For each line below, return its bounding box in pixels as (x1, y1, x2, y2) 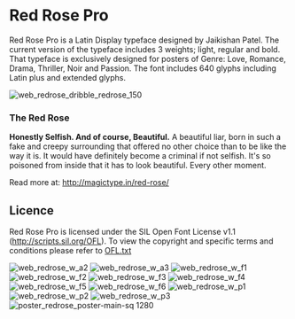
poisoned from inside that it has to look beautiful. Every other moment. (9, 160, 268, 171)
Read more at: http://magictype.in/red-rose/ (9, 177, 170, 188)
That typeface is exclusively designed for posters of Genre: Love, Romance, (9, 53, 286, 64)
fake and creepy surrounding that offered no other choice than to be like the (9, 141, 287, 152)
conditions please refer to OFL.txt (9, 245, 132, 256)
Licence (9, 203, 55, 218)
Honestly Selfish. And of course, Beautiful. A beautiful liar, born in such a (9, 132, 282, 143)
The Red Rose (9, 112, 70, 124)
